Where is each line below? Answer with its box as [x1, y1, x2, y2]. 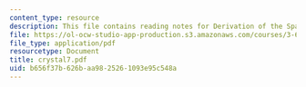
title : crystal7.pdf [9, 55, 88, 64]
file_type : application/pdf [9, 38, 117, 48]
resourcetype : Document [9, 47, 100, 56]
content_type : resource [9, 13, 100, 23]
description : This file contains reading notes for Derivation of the [9, 22, 283, 31]
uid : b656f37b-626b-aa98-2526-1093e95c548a [9, 64, 178, 73]
